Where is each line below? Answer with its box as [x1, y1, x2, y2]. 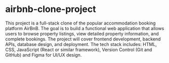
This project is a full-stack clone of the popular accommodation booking [5, 20, 156, 26]
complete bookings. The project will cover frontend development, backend [5, 36, 161, 42]
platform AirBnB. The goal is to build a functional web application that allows [5, 25, 164, 31]
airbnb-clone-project [5, 3, 96, 15]
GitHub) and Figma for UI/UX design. [5, 51, 82, 58]
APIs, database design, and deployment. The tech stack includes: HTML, [5, 41, 157, 47]
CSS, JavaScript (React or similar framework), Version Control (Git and [5, 46, 152, 52]
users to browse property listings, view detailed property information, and [5, 30, 159, 36]
